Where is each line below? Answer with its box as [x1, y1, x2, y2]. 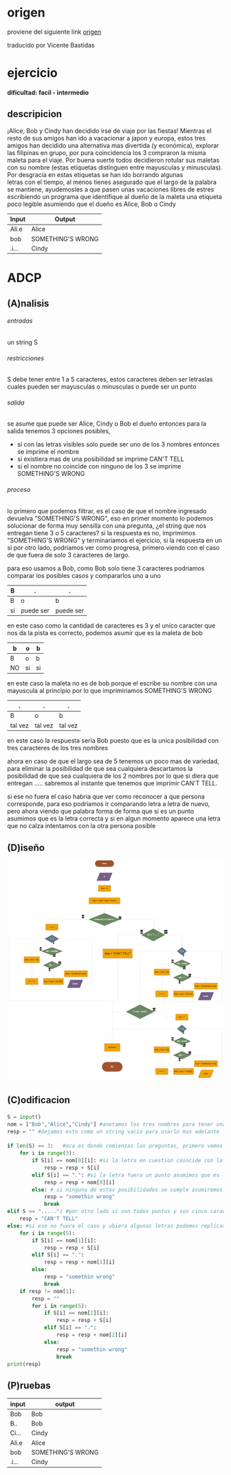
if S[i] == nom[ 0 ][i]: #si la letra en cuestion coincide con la [32, 1157, 223, 1164]
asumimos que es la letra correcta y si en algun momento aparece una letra [7, 814, 221, 823]
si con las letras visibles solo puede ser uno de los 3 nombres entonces [16, 440, 220, 448]
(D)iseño [7, 842, 45, 854]
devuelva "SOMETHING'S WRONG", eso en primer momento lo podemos [7, 514, 214, 522]
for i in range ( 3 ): [19, 1150, 76, 1157]
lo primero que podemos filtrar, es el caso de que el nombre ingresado [7, 506, 207, 515]
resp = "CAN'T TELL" [19, 1215, 78, 1222]
